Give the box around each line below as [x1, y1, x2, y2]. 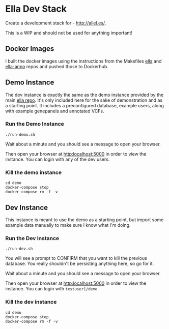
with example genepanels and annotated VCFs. [5, 108, 104, 114]
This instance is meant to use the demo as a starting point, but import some [5, 217, 164, 223]
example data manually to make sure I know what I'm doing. [5, 222, 131, 228]
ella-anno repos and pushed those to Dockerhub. [5, 63, 108, 69]
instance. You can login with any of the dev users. [5, 156, 110, 162]
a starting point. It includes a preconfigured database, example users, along [5, 102, 164, 108]
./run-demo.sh [5, 132, 36, 137]
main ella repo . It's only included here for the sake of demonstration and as [5, 97, 163, 103]
